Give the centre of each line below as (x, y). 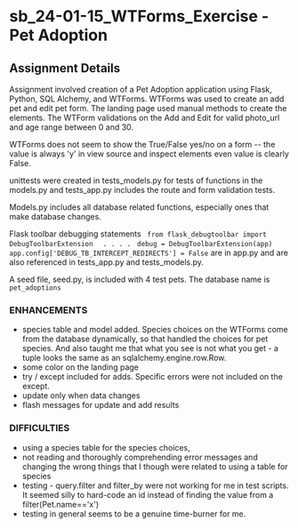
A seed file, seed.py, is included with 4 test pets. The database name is (140, 279)
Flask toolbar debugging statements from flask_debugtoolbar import (138, 234)
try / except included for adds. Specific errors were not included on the (152, 377)
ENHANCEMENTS (48, 310)
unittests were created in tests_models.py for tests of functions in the (136, 180)
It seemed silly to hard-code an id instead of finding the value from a (148, 494)
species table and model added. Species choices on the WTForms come (155, 330)
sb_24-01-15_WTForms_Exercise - (139, 16)
